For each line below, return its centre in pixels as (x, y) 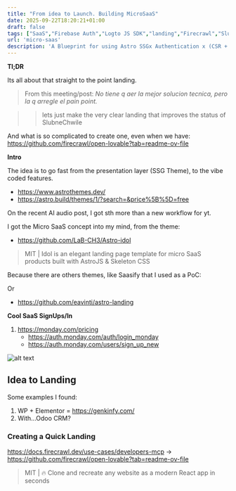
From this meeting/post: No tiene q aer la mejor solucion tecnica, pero (126, 94)
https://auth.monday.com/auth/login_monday (93, 337)
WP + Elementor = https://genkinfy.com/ (76, 410)
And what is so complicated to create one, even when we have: (99, 136)
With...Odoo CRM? (44, 418)
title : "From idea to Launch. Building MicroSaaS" (83, 14)
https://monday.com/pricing (58, 329)
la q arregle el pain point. (61, 101)
